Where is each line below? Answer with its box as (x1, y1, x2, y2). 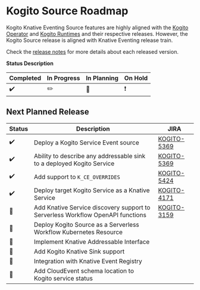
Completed (9, 73, 42, 82)
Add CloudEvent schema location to (33, 267, 134, 275)
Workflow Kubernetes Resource (33, 228, 123, 236)
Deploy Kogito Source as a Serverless (33, 220, 140, 229)
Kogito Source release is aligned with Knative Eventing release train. (6, 36, 173, 44)
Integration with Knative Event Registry (33, 257, 143, 265)
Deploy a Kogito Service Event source (33, 138, 140, 147)
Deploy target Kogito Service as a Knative (33, 186, 150, 195)
